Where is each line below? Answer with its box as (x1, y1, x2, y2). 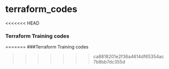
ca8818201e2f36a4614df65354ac (93, 53, 164, 59)
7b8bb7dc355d (93, 59, 125, 65)
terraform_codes (5, 3, 77, 15)
